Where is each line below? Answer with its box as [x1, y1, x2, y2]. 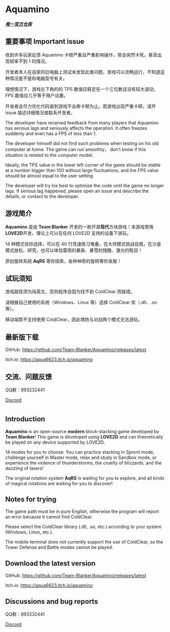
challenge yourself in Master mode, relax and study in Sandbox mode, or [5, 454, 157, 460]
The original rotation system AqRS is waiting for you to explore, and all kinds [5, 475, 164, 481]
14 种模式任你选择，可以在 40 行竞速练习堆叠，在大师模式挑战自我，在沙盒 [5, 241, 161, 247]
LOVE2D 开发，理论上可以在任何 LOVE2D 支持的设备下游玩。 [5, 230, 132, 236]
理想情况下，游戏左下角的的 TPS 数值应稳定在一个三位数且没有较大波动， [5, 86, 158, 92]
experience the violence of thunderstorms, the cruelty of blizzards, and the [5, 459, 162, 465]
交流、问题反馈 [5, 372, 52, 381]
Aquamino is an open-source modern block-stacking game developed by [5, 428, 159, 435]
